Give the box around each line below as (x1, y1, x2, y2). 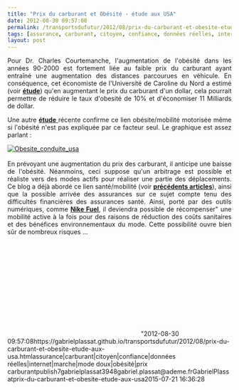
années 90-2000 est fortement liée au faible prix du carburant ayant (7, 64, 232, 73)
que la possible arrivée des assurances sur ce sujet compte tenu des (7, 190, 232, 199)
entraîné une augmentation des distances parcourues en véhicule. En (7, 72, 232, 80)
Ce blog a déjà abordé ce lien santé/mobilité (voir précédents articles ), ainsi (7, 182, 233, 191)
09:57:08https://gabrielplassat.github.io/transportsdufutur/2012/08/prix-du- (7, 337, 230, 346)
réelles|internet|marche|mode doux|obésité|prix (7, 360, 148, 369)
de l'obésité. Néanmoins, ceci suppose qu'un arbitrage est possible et (7, 167, 232, 176)
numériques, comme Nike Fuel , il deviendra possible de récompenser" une (7, 205, 233, 214)
